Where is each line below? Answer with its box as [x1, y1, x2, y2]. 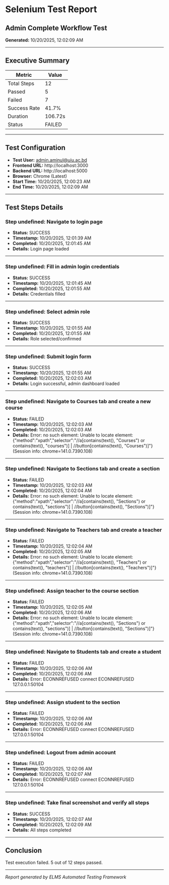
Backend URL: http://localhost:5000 [12, 168, 88, 174]
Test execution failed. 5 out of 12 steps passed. [5, 860, 103, 866]
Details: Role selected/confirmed [12, 335, 81, 341]
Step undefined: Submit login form [5, 353, 92, 360]
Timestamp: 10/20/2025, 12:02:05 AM [12, 604, 93, 610]
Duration [8, 113, 29, 120]
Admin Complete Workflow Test [5, 24, 107, 32]
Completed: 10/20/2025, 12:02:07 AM [12, 771, 92, 777]
